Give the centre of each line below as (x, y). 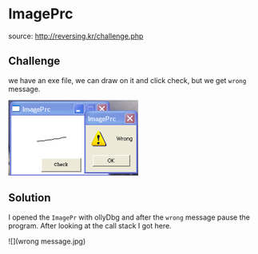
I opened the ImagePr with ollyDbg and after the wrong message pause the (129, 217)
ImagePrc (41, 14)
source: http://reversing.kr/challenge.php (76, 36)
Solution (30, 198)
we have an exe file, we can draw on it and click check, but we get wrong (127, 80)
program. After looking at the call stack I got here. (90, 225)
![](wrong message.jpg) (47, 241)
